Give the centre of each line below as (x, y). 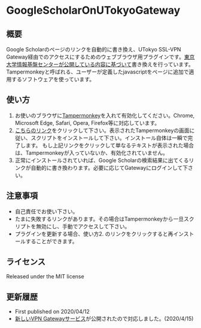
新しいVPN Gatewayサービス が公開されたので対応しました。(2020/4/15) (104, 319)
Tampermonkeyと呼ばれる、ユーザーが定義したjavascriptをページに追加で (98, 72)
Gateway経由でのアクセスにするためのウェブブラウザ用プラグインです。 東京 (100, 57)
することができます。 (51, 241)
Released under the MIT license (45, 277)
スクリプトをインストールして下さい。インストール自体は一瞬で (109, 137)
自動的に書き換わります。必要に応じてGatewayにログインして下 (109, 167)
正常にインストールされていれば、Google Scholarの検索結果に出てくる (102, 160)
